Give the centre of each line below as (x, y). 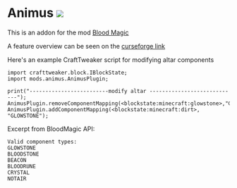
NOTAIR (17, 178)
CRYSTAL (19, 173)
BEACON (17, 160)
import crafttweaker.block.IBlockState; (68, 73)
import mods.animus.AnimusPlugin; (58, 79)
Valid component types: (42, 142)
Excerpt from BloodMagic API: (51, 129)
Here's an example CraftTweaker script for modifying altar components (111, 59)
